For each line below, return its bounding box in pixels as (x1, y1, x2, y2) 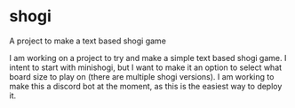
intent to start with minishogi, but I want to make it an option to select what (9, 62, 283, 73)
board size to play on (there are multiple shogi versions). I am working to (9, 71, 275, 81)
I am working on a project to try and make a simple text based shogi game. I (9, 52, 287, 63)
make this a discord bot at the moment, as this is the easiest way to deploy (9, 81, 283, 91)
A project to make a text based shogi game (9, 35, 167, 46)
